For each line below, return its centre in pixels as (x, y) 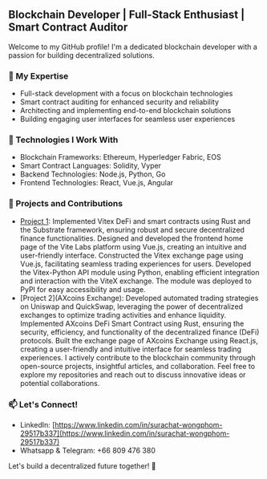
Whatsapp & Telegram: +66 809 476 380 (88, 451)
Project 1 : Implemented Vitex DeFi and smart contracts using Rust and (135, 221)
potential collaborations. (60, 383)
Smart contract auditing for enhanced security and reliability (119, 102)
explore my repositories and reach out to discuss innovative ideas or (133, 375)
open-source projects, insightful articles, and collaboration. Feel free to (137, 366)
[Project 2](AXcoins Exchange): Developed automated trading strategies (139, 298)
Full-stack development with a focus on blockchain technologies (126, 94)
